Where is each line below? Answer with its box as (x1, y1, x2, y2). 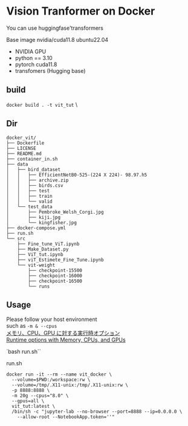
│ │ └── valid (6, 198, 53, 205)
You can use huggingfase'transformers (6, 24, 104, 32)
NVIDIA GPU (15, 47, 47, 55)
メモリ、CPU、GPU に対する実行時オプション (6, 330, 120, 337)
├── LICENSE (6, 145, 36, 151)
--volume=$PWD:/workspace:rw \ (11, 377, 91, 383)
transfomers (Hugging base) (15, 67, 86, 74)
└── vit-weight (17, 262, 56, 268)
